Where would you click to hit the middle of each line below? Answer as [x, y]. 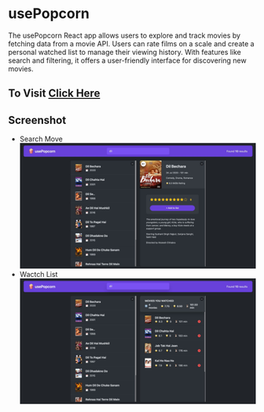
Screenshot [37, 120]
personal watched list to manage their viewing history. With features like [125, 52]
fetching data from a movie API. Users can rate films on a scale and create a [131, 43]
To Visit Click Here [54, 94]
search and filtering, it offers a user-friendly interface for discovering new [127, 60]
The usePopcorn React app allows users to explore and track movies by [125, 35]
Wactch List [38, 275]
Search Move [41, 139]
